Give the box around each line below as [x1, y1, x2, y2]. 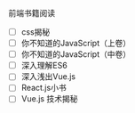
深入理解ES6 [20, 61, 67, 71]
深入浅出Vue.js [20, 71, 76, 82]
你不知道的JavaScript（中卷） [20, 49, 131, 60]
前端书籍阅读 [8, 8, 55, 18]
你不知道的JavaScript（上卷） [20, 38, 131, 49]
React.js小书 [20, 83, 67, 93]
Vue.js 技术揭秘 [20, 93, 78, 104]
